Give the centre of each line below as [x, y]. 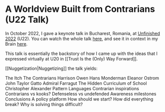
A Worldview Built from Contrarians [80, 9]
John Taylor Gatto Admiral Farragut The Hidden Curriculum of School [76, 83]
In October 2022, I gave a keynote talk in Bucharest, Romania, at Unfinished [82, 33]
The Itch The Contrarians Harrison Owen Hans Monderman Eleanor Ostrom [82, 78]
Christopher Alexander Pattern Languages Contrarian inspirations [72, 88]
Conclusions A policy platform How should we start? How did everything [79, 99]
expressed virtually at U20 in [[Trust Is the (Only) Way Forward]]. [72, 58]
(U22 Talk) [27, 20]
